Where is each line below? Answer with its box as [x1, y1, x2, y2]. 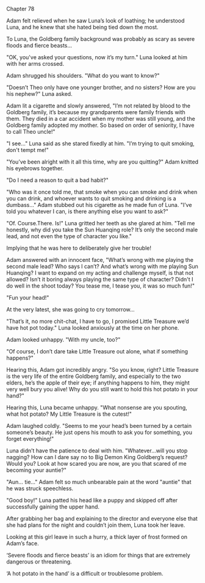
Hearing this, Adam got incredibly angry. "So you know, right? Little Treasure [6, 366, 199, 373]
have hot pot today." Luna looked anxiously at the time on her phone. [6, 324, 179, 331]
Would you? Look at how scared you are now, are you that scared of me [6, 460, 187, 467]
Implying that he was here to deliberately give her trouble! [6, 244, 151, 252]
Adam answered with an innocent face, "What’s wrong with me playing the [6, 256, 194, 263]
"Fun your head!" [6, 294, 49, 301]
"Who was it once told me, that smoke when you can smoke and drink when [6, 189, 198, 195]
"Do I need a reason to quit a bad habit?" [6, 176, 109, 184]
